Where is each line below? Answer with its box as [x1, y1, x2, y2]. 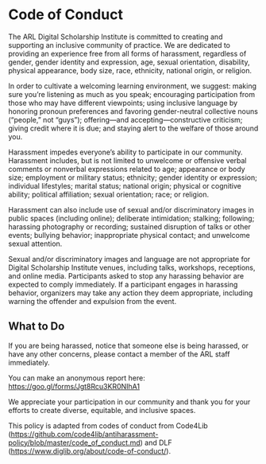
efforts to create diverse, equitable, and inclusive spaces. [8, 405, 196, 415]
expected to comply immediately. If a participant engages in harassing [8, 279, 238, 289]
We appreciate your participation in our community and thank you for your [8, 396, 251, 407]
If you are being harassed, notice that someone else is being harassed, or [8, 341, 249, 350]
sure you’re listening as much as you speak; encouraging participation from [8, 89, 256, 99]
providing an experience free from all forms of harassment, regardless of [8, 49, 247, 58]
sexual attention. [8, 239, 63, 248]
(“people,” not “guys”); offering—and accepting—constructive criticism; [8, 115, 243, 124]
